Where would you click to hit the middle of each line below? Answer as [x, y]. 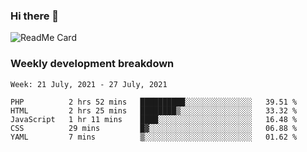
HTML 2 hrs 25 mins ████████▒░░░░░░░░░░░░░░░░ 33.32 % [154, 110]
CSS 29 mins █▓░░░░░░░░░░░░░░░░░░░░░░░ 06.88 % [154, 128]
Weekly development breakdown [92, 64]
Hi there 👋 [35, 16]
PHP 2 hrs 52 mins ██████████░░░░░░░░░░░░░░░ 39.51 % [154, 102]
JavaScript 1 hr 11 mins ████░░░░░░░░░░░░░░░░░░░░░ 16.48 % [154, 119]
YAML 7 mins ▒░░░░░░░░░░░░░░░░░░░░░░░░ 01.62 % [154, 137]
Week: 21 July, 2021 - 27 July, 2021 [89, 84]
